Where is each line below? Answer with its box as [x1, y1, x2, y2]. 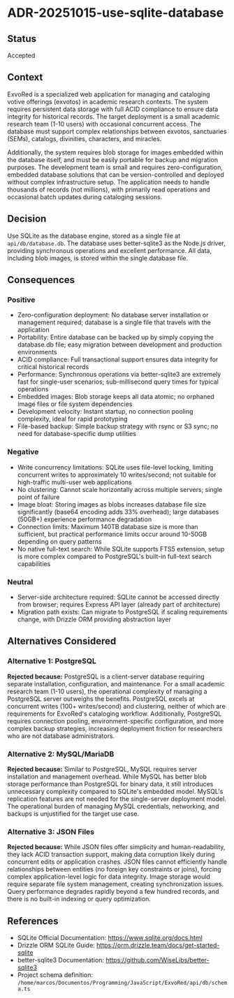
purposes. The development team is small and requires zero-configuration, [7, 163, 224, 171]
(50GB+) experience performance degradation [17, 515, 152, 523]
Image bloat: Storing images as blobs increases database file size [17, 500, 206, 508]
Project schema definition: [17, 971, 93, 979]
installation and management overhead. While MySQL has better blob [7, 772, 207, 781]
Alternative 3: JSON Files [7, 827, 94, 837]
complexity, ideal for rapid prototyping [17, 414, 128, 424]
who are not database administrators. [7, 732, 115, 740]
